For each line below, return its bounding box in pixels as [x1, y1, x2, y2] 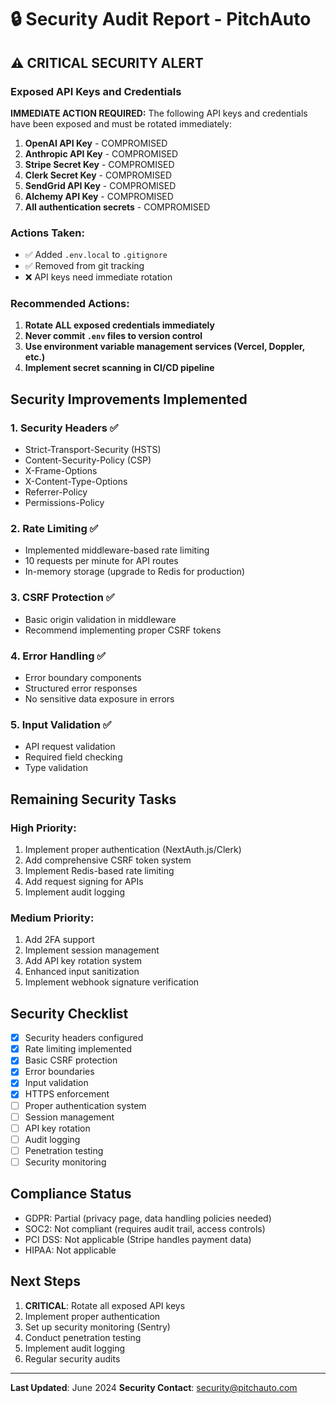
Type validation [24, 762, 89, 774]
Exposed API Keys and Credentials [10, 84, 182, 98]
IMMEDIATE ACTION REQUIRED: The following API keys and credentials [10, 107, 308, 119]
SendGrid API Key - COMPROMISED [24, 179, 177, 191]
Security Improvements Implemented [10, 391, 248, 408]
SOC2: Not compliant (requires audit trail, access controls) [24, 1222, 266, 1235]
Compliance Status [10, 1186, 132, 1203]
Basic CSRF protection [24, 1054, 118, 1066]
